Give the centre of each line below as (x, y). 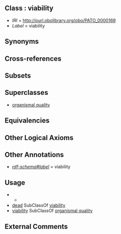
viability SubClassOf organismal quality (52, 211)
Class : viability (29, 8)
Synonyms (22, 41)
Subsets (18, 76)
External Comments (36, 226)
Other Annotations (34, 154)
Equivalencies (27, 121)
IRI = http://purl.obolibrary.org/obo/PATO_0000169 (64, 20)
